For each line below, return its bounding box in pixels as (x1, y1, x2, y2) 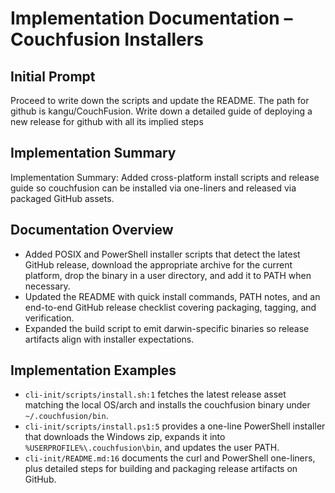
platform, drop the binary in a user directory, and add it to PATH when (24, 269, 312, 281)
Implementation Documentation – (10, 7, 293, 30)
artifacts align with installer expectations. (24, 333, 195, 345)
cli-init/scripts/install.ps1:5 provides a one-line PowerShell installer (24, 420, 326, 432)
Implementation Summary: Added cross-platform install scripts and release (10, 171, 320, 183)
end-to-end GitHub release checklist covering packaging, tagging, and (24, 301, 317, 313)
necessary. (24, 280, 71, 292)
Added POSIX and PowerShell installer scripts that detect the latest (24, 248, 301, 260)
